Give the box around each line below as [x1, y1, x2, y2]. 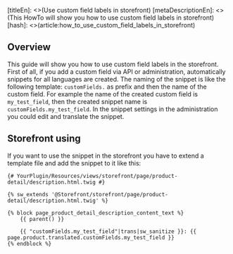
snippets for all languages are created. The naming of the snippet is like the [7, 75, 227, 83]
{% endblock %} [7, 240, 52, 247]
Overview [7, 42, 51, 53]
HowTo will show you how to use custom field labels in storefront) [23, 13, 215, 22]
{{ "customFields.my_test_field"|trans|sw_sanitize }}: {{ [20, 228, 197, 235]
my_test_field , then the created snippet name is [7, 97, 148, 106]
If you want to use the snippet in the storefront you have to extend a [7, 151, 204, 160]
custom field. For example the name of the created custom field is [7, 89, 199, 98]
